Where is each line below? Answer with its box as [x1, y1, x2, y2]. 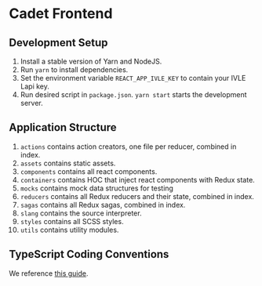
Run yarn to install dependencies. [20, 65, 129, 74]
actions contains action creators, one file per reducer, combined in [20, 142, 237, 151]
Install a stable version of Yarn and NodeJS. [20, 56, 162, 66]
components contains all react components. [20, 166, 158, 176]
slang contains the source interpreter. [20, 208, 142, 218]
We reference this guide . [9, 268, 89, 278]
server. [20, 99, 44, 107]
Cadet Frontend [9, 5, 113, 23]
